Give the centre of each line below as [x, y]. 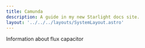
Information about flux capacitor [45, 39]
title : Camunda [25, 11]
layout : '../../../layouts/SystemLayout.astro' [65, 22]
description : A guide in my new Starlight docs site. [73, 17]
